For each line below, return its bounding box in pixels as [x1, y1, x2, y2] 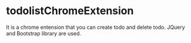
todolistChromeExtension [6, 4, 134, 18]
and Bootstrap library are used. [6, 29, 81, 37]
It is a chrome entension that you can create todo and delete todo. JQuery [6, 24, 185, 31]
